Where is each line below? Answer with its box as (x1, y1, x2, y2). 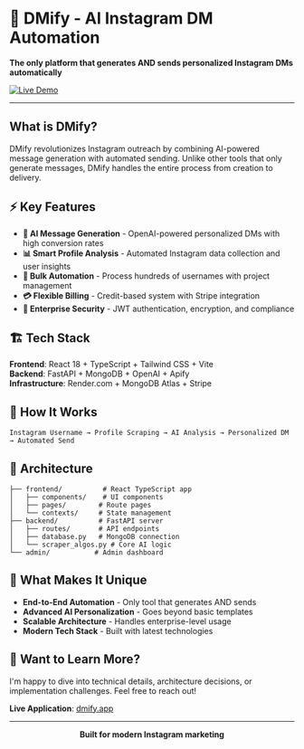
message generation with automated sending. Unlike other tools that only (9, 153, 282, 164)
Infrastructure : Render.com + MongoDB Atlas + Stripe (9, 378, 213, 389)
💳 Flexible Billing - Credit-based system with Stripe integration (22, 289, 261, 301)
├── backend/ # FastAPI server (9, 517, 165, 526)
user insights (22, 261, 71, 271)
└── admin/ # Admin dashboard (9, 548, 165, 557)
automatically (9, 67, 62, 78)
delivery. (9, 172, 43, 183)
